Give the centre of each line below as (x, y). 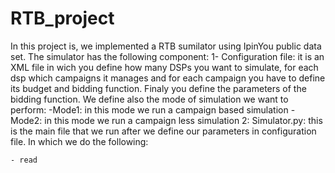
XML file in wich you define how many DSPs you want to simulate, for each (164, 67)
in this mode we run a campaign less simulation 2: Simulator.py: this (183, 120)
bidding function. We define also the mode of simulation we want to (149, 99)
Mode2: (26, 120)
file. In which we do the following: (79, 141)
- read (24, 160)
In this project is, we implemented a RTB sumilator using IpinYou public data (166, 46)
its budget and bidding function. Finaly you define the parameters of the (158, 88)
